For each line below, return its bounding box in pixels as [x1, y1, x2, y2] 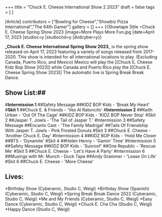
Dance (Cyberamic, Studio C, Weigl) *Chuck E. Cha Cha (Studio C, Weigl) [5, 201, 152, 207]
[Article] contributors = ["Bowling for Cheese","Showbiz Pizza [5, 19, 129, 24]
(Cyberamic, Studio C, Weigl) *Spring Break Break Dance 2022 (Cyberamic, [5, 191, 157, 197]
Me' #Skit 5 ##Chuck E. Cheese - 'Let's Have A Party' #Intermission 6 [5, 148, 145, 154]
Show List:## [5, 89, 46, 97]
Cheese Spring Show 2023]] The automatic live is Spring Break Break [5, 70, 144, 75]
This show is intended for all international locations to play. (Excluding [17, 54, 158, 60]
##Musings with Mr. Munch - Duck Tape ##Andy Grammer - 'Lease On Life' [5, 153, 157, 159]
